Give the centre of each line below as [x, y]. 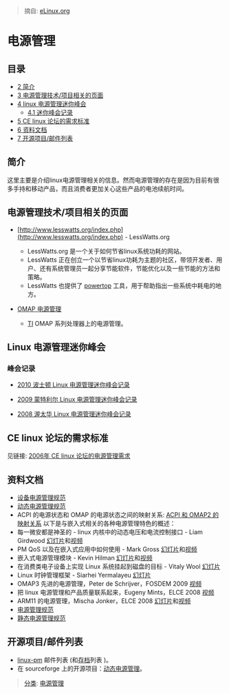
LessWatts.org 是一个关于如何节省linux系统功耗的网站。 [106, 251]
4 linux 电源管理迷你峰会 [52, 104]
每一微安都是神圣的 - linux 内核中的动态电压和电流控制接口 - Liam [110, 532]
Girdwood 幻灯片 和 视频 [50, 540]
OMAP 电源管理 [39, 309]
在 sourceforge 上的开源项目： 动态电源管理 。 [81, 669]
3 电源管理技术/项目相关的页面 [60, 95]
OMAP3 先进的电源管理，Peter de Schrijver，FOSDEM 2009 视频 [109, 583]
